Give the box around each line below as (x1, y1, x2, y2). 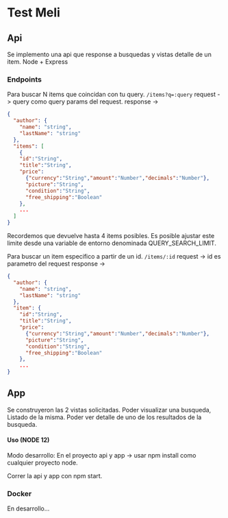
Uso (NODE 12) (7, 436, 50, 444)
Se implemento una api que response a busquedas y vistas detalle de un (7, 50, 212, 58)
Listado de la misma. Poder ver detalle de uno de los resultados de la (7, 413, 202, 421)
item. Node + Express (7, 58, 68, 66)
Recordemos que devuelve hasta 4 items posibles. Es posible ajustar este (7, 232, 215, 240)
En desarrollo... (7, 504, 50, 513)
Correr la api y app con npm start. (7, 472, 103, 480)
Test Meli (7, 5, 60, 21)
